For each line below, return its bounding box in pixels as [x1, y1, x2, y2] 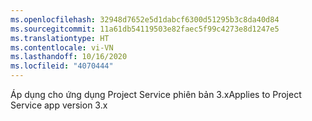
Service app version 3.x [10, 99, 108, 111]
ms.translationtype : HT [10, 33, 110, 43]
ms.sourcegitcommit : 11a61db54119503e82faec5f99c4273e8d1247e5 [10, 24, 280, 34]
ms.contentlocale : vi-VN [10, 42, 114, 53]
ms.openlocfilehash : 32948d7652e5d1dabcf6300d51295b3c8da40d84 [10, 14, 280, 25]
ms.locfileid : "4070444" [10, 61, 114, 71]
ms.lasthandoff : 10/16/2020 [10, 52, 128, 62]
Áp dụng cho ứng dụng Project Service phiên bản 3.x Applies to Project [10, 89, 302, 100]
